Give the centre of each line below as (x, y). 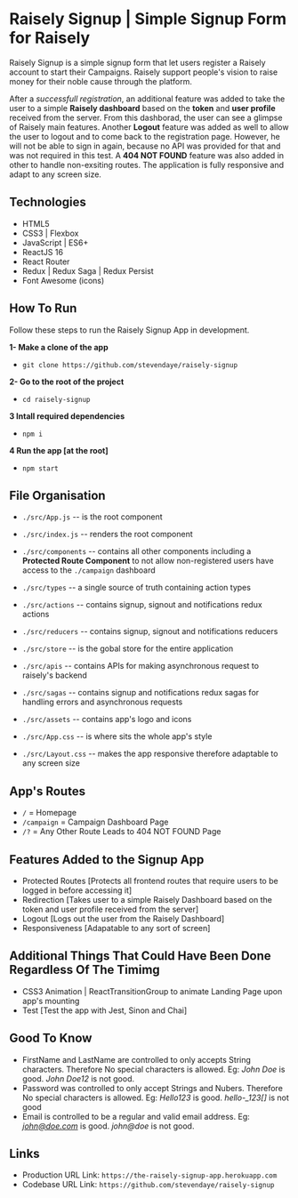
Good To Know (51, 1038)
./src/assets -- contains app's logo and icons (107, 720)
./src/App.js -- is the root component (92, 517)
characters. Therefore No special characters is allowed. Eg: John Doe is (153, 1069)
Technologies (48, 202)
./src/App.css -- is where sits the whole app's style (117, 736)
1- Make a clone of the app (59, 347)
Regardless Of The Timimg (85, 970)
